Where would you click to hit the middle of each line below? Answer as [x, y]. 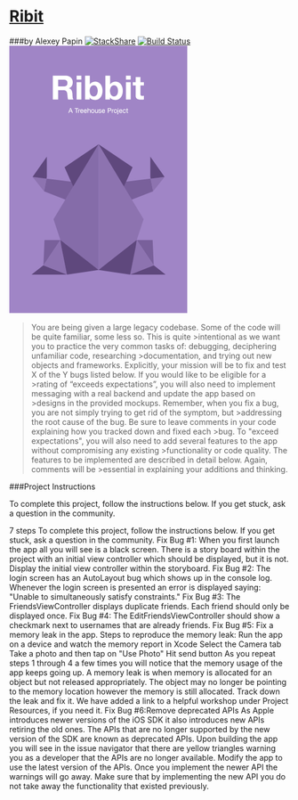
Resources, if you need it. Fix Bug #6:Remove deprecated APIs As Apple [141, 710]
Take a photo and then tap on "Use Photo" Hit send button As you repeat [142, 653]
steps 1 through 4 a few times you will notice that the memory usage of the [146, 663]
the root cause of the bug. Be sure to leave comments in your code [153, 421]
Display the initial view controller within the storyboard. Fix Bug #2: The [140, 568]
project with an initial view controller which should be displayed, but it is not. [149, 559]
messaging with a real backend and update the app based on [143, 393]
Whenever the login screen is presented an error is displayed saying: [135, 587]
